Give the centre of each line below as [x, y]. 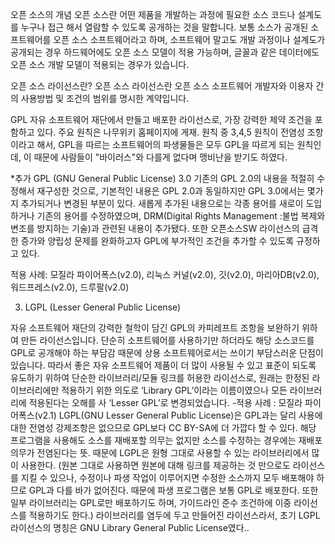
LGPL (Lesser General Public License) [103, 307]
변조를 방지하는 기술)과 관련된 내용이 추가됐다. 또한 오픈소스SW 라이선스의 [155, 228]
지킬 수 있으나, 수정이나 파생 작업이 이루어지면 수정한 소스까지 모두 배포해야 [167, 477]
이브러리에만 [35, 390]
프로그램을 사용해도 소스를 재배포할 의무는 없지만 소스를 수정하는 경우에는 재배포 [166, 440]
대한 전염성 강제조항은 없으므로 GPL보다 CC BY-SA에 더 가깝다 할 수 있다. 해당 [163, 427]
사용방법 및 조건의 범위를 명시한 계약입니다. [105, 98]
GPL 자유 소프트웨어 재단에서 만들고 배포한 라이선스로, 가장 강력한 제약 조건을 [161, 119]
